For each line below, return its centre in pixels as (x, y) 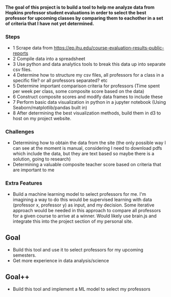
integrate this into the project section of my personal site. (73, 221)
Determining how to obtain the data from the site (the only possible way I (89, 143)
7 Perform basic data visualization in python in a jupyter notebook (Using (89, 102)
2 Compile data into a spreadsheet (49, 58)
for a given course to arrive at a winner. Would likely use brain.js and (84, 216)
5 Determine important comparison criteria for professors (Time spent (86, 86)
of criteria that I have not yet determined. (50, 24)
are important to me (33, 170)
